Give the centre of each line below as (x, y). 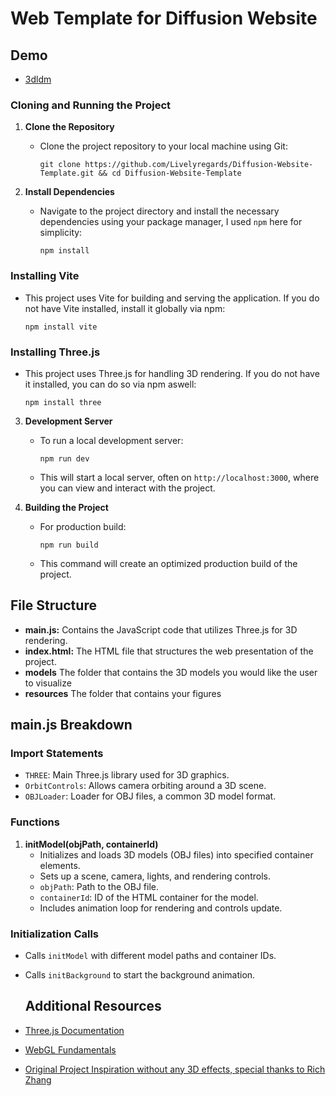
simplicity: (61, 233)
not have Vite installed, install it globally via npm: (125, 308)
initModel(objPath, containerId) (91, 844)
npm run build (69, 545)
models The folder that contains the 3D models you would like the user (171, 672)
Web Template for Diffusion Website (164, 18)
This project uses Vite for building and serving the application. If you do (172, 298)
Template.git (67, 173)
